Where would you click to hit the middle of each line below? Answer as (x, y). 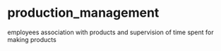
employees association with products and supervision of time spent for (110, 32)
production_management (83, 13)
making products (32, 39)
